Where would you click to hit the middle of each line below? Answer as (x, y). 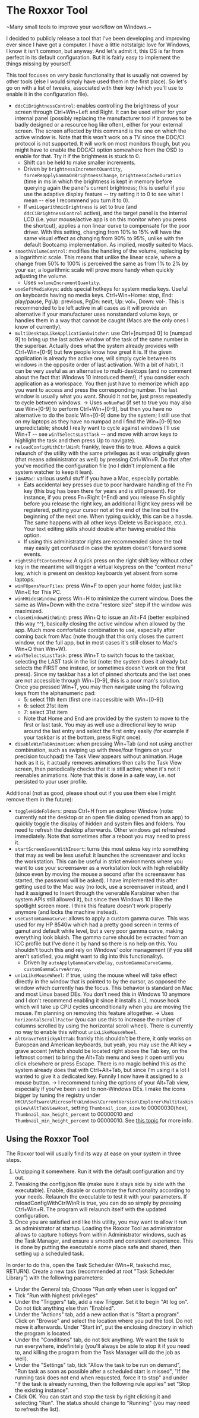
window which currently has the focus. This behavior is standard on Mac (104, 988)
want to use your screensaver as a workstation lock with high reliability (102, 867)
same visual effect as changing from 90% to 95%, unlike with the (103, 238)
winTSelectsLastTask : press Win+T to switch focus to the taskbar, (95, 655)
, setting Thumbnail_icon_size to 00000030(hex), (128, 1108)
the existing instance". (42, 1390)
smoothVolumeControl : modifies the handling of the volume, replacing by (102, 251)
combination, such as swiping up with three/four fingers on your (93, 750)
